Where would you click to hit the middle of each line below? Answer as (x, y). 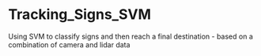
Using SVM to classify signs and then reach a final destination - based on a (130, 36)
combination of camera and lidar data (69, 44)
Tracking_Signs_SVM (80, 15)
